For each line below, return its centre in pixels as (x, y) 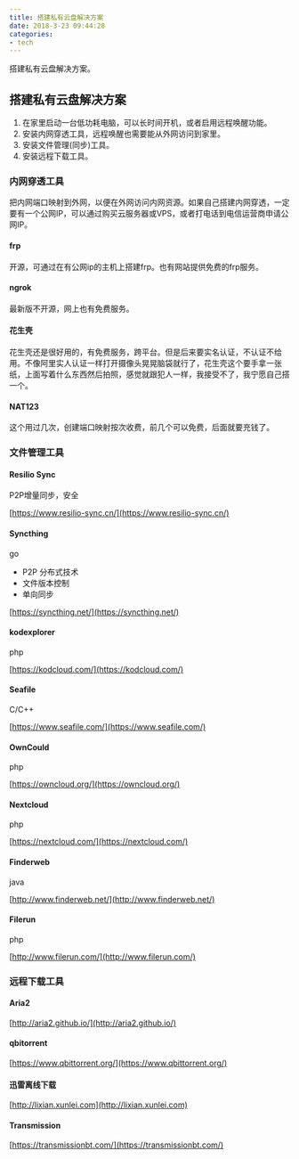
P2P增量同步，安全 (44, 495)
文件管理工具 (37, 453)
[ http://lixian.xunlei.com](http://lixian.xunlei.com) (99, 1105)
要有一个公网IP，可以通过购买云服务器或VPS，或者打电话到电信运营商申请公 (149, 214)
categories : (31, 34)
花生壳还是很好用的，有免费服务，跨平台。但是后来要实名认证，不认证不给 (145, 352)
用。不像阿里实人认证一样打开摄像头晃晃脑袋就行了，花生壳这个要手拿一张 (145, 363)
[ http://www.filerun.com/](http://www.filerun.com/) (102, 956)
